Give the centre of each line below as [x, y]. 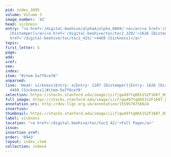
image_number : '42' [26, 19]
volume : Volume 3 [24, 15]
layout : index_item [26, 142]
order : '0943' [20, 137]
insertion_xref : [22, 132]
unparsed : [16, 81]
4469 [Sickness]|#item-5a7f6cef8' [46, 90]
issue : [12, 128]
